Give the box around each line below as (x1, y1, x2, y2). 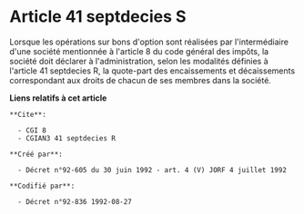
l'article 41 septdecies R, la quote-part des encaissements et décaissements (9, 65, 296, 76)
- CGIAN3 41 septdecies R (17, 133, 117, 142)
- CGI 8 (17, 125, 47, 135)
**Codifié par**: (9, 181, 76, 190)
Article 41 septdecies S (9, 6, 187, 27)
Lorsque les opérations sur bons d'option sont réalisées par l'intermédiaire (9, 36, 289, 47)
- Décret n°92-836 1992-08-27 (17, 197, 132, 206)
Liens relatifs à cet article (9, 92, 107, 103)
